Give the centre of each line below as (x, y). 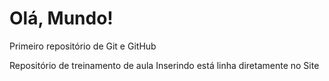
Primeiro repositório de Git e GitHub (83, 46)
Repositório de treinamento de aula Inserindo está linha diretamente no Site (164, 65)
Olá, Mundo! (61, 18)
